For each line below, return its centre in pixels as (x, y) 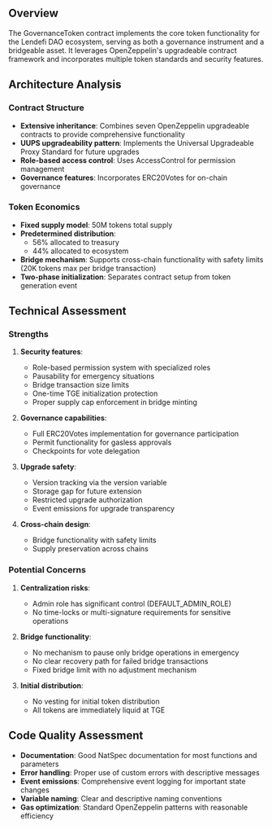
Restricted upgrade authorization (88, 500)
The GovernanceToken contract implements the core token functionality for (134, 33)
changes (35, 790)
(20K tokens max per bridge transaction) (88, 268)
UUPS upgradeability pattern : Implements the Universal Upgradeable (137, 143)
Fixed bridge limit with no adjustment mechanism (114, 669)
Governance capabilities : (63, 418)
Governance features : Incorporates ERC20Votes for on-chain (123, 178)
